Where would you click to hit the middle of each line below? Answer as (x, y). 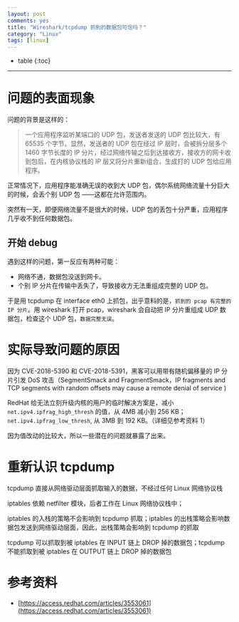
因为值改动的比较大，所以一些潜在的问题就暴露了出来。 (88, 435)
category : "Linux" (34, 34)
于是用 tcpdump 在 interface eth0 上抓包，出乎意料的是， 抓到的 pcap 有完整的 (119, 301)
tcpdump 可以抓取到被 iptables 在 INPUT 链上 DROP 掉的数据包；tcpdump (116, 542)
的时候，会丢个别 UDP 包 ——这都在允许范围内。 (79, 195)
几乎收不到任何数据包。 (42, 219)
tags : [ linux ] (28, 41)
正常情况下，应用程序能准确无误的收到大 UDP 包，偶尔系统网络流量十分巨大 (118, 185)
